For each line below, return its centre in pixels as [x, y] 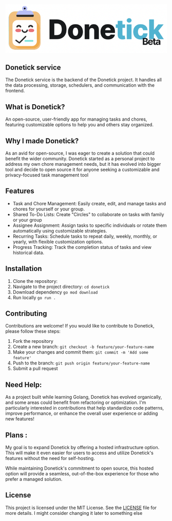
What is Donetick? [35, 107]
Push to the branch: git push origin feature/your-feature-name [81, 363]
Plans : [16, 435]
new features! [20, 419]
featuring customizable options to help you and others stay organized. [80, 125]
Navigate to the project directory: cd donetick [61, 286]
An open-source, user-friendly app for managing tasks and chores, [76, 119]
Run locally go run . [34, 297]
